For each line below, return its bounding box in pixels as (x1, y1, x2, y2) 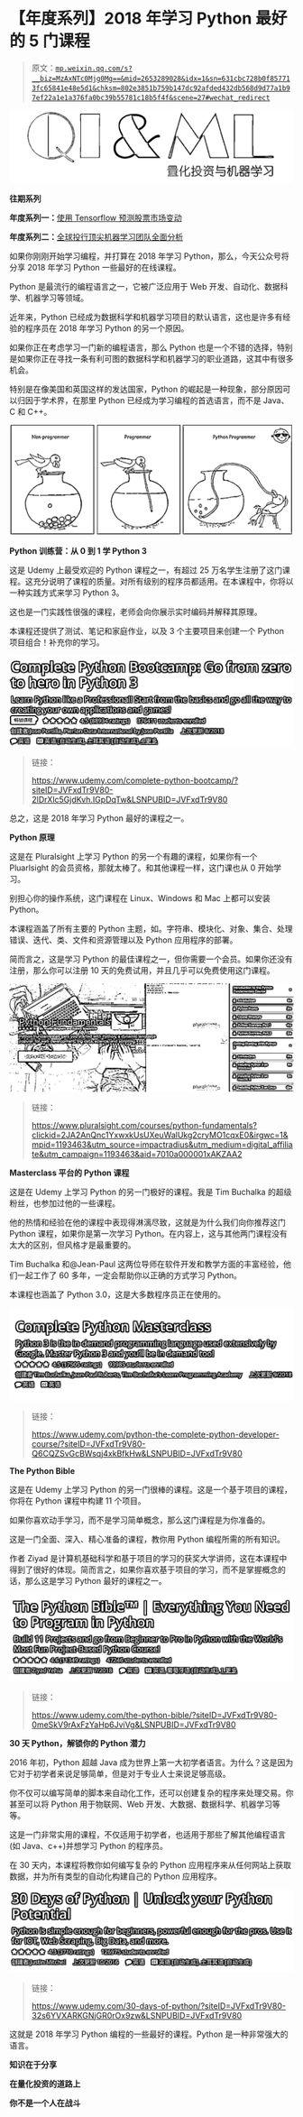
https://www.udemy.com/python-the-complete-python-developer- (31, 1429, 280, 1440)
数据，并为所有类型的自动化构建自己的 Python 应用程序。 (9, 1871, 223, 1882)
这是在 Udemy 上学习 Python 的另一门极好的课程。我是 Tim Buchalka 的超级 (9, 1186, 292, 1197)
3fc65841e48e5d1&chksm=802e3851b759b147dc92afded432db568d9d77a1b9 (31, 83, 290, 93)
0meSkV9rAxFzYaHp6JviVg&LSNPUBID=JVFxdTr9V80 (31, 1719, 236, 1730)
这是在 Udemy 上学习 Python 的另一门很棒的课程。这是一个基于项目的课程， (9, 1485, 293, 1496)
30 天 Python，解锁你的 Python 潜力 (9, 1738, 146, 1749)
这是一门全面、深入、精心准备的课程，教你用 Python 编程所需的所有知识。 (9, 1534, 286, 1545)
